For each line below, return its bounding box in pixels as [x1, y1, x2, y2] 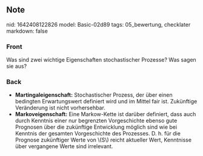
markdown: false [6, 27, 48, 34]
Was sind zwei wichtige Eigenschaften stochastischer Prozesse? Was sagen [6, 56, 197, 63]
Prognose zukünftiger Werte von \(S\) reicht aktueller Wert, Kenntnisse [15, 136, 192, 144]
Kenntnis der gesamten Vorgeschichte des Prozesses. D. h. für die [15, 130, 181, 137]
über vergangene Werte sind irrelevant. [15, 143, 113, 150]
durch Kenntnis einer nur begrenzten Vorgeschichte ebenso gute [15, 117, 178, 125]
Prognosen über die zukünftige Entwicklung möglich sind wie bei [15, 123, 178, 131]
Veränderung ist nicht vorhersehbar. [15, 104, 106, 111]
